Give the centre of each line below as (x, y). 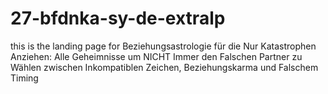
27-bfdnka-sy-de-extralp (118, 18)
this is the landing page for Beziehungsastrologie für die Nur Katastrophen (163, 46)
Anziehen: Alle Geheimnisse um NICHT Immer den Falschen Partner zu (156, 56)
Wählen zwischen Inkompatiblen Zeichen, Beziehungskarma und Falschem (164, 67)
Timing (24, 78)
